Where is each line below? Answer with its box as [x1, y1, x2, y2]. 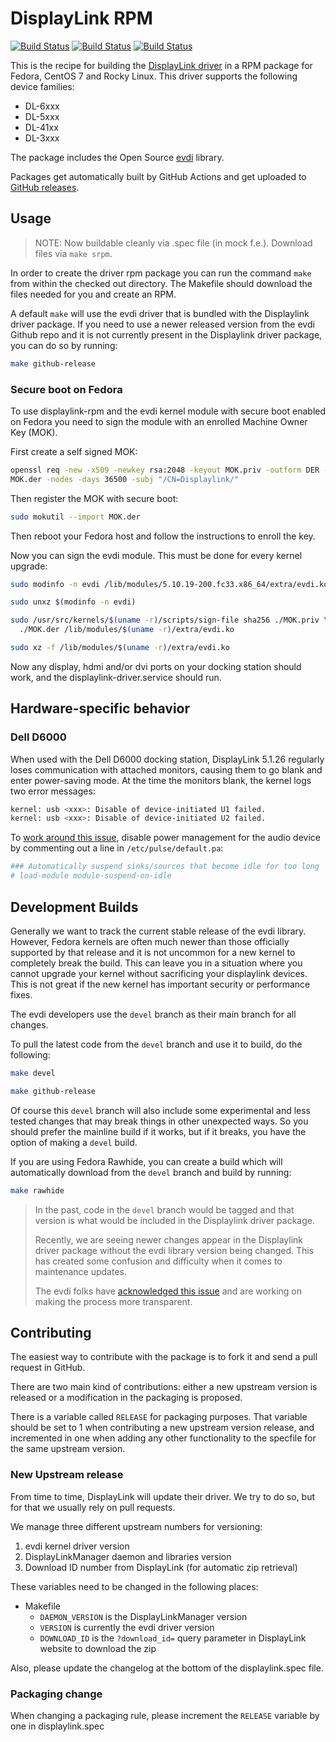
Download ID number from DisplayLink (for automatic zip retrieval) [24, 1561, 298, 1573]
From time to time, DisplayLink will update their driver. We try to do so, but [10, 1490, 316, 1502]
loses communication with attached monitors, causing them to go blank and [10, 763, 323, 776]
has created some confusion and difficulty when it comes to [34, 1255, 283, 1267]
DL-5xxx [24, 110, 60, 122]
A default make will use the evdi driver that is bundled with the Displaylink [10, 307, 310, 319]
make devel [10, 1068, 56, 1078]
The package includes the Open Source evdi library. [10, 151, 225, 163]
